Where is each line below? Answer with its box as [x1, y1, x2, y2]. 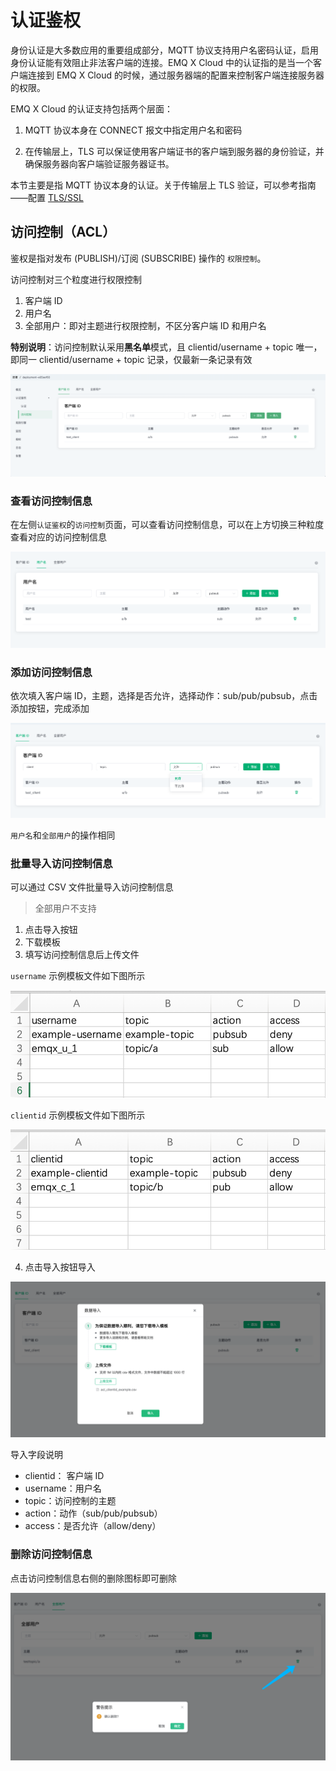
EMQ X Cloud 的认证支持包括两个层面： [10, 102, 173, 115]
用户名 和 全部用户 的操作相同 [10, 829, 116, 841]
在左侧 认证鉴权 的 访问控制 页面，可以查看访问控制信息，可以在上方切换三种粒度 [10, 519, 325, 531]
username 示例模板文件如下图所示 [10, 969, 146, 981]
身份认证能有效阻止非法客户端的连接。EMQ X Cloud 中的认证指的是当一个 [10, 56, 313, 68]
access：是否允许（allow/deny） [24, 1520, 162, 1532]
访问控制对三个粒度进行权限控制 [10, 273, 142, 285]
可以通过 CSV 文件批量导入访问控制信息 [10, 881, 174, 893]
